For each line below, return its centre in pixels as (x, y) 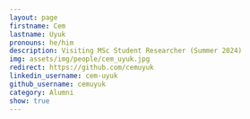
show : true (30, 101)
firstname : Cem (38, 26)
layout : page (34, 17)
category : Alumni (42, 92)
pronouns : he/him (42, 42)
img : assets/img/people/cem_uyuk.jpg (80, 59)
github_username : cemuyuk (57, 84)
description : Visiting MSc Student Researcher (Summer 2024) (126, 51)
